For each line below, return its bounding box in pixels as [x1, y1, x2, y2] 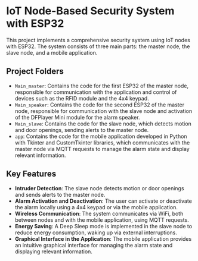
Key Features [6, 169, 57, 179]
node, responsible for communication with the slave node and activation [14, 107, 193, 114]
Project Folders [6, 67, 64, 77]
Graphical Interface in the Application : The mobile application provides [14, 235, 192, 242]
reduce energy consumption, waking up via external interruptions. [14, 229, 178, 236]
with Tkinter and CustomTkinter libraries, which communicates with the [14, 139, 190, 146]
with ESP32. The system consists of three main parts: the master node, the [6, 43, 190, 50]
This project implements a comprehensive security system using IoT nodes [6, 36, 191, 43]
